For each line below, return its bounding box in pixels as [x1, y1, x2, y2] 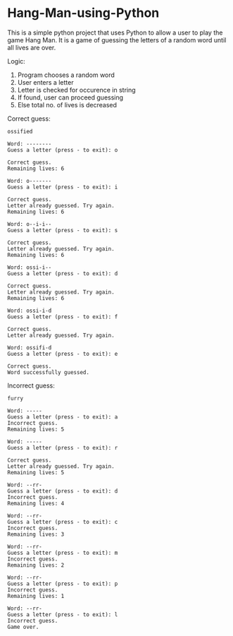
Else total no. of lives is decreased [17, 100, 118, 109]
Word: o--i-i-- [7, 220, 52, 227]
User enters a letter [17, 78, 74, 86]
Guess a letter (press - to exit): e [7, 350, 118, 357]
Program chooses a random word [17, 71, 115, 79]
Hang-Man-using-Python [7, 5, 160, 21]
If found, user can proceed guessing [17, 93, 124, 102]
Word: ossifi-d [7, 344, 52, 351]
